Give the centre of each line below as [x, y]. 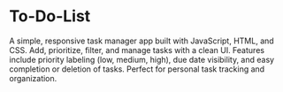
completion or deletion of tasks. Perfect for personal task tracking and [137, 69]
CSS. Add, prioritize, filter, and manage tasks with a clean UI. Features [137, 50]
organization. [33, 78]
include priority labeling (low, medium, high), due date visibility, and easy [142, 59]
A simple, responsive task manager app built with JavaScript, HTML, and [141, 41]
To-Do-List [50, 16]
